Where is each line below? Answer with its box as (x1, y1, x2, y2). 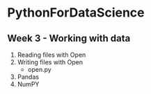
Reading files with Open (17, 50, 86, 59)
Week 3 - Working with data (7, 32, 131, 44)
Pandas (17, 73, 40, 81)
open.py (27, 66, 52, 73)
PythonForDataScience (7, 5, 145, 21)
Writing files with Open (17, 58, 84, 66)
